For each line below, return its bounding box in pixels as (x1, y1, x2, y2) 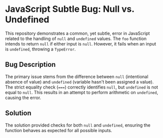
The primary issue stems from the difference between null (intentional (5, 73, 149, 80)
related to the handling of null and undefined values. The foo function (5, 36, 147, 42)
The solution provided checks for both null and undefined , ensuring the (5, 122, 151, 128)
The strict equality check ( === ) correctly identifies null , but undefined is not (5, 84, 159, 90)
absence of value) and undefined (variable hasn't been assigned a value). (5, 79, 154, 85)
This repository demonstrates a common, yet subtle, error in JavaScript (5, 30, 150, 36)
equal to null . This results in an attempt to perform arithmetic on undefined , (5, 89, 159, 95)
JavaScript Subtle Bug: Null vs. (5, 3, 134, 15)
